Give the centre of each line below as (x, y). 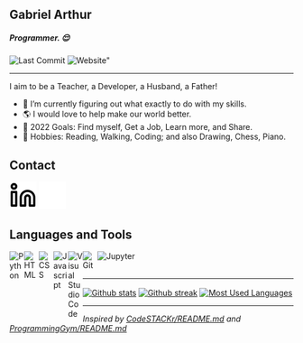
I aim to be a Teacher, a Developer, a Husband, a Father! (114, 87)
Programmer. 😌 (40, 37)
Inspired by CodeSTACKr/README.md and (162, 319)
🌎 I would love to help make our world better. (107, 114)
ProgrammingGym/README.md (69, 328)
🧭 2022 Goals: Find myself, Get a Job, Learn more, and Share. (138, 127)
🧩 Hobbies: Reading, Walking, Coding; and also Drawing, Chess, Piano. (154, 137)
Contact (32, 165)
